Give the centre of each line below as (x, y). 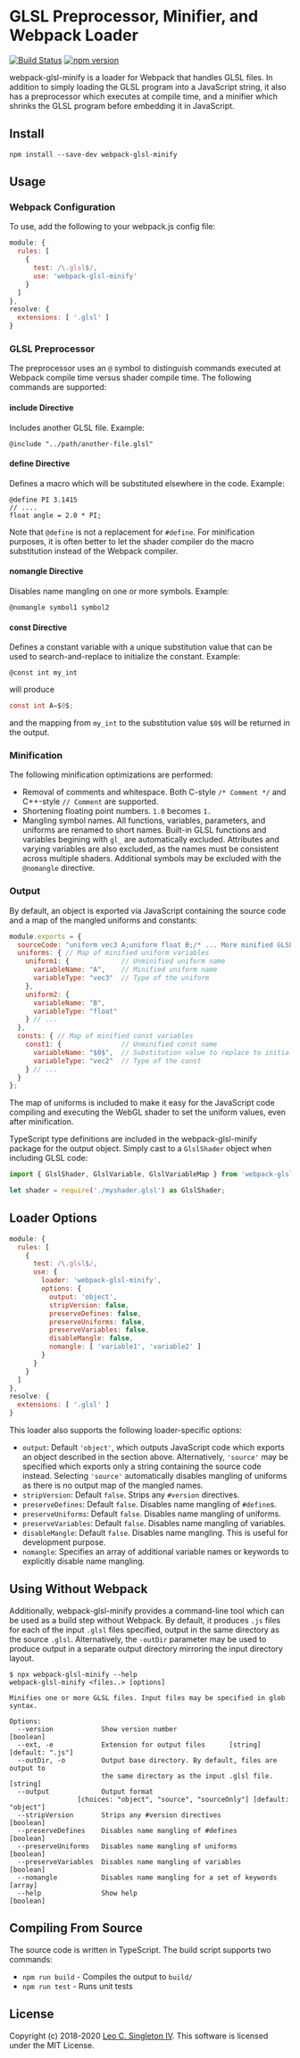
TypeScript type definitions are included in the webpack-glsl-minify (133, 1139)
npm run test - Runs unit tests (78, 1986)
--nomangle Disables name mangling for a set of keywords (147, 1877)
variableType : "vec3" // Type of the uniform (121, 978)
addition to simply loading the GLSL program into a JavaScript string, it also (148, 87)
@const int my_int (43, 673)
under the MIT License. (52, 2045)
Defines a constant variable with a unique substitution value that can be (141, 647)
